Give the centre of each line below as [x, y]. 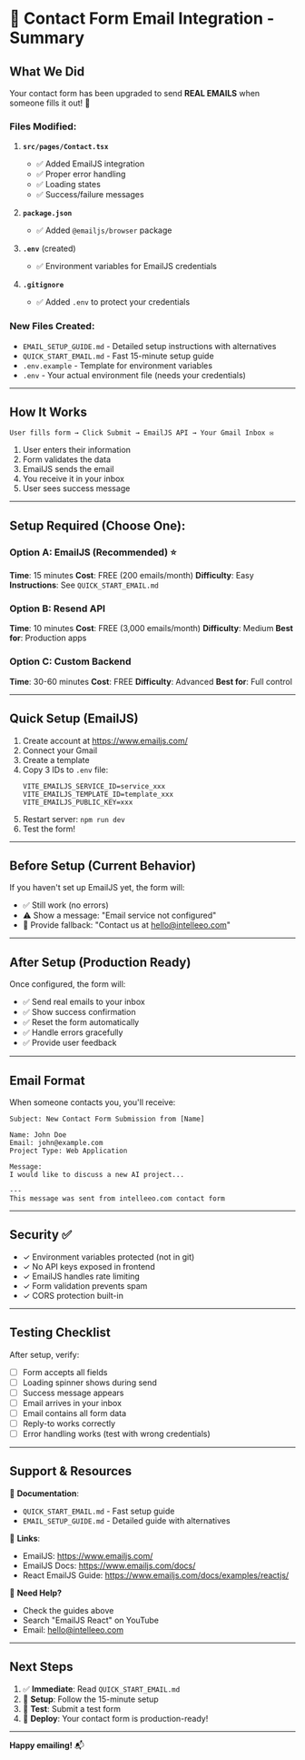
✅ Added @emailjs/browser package [104, 230]
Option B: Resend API [58, 608]
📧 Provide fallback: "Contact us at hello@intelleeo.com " [127, 925]
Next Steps [41, 1667]
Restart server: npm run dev [74, 819]
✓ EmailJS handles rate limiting [81, 1276]
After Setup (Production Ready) [100, 962]
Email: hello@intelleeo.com [73, 1629]
